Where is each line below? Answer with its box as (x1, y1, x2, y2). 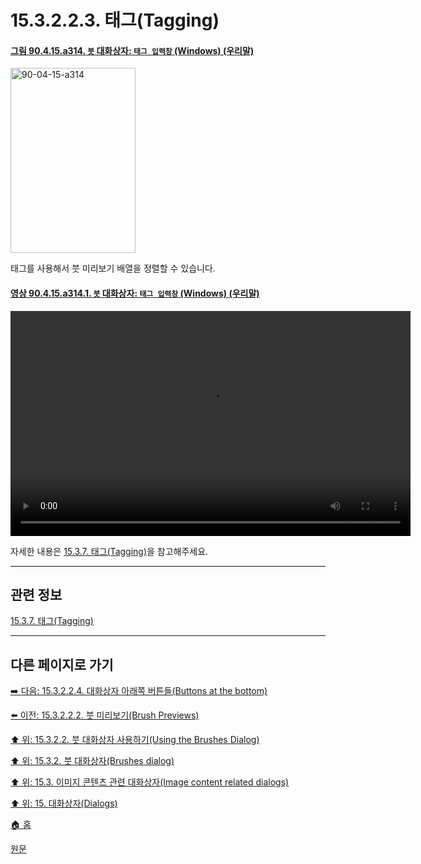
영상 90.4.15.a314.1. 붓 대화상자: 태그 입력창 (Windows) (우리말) (10, 287, 260, 299)
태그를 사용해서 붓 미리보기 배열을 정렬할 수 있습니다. (10, 262, 216, 275)
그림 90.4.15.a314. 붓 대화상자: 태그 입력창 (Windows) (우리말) (10, 44, 255, 56)
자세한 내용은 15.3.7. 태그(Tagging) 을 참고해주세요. (10, 545, 209, 557)
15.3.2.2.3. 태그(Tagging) (10, 9, 220, 32)
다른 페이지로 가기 (10, 656, 114, 673)
